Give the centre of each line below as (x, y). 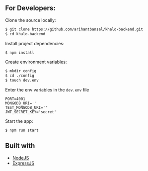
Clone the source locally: (31, 20)
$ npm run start (22, 130)
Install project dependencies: (35, 43)
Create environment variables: (36, 62)
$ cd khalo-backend (25, 34)
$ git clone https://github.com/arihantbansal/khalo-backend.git (74, 29)
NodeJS (21, 158)
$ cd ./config (20, 76)
